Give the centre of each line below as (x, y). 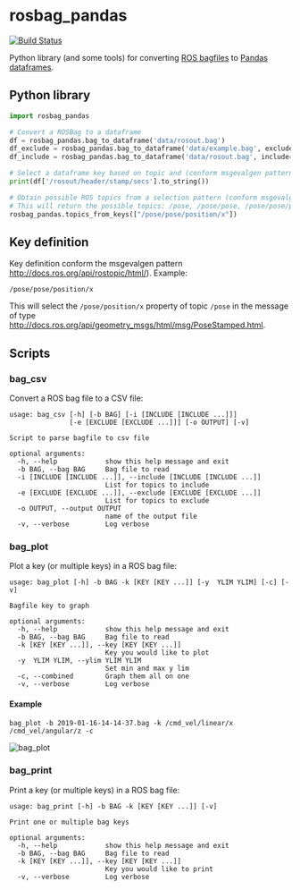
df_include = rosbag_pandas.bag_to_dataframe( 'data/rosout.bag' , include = (151, 157)
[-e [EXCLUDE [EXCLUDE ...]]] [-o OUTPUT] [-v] (159, 422)
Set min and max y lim (147, 669)
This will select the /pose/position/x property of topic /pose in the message (149, 306)
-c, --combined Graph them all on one (104, 676)
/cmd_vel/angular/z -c (51, 731)
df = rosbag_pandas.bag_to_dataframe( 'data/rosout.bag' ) (117, 140)
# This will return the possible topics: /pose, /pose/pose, (125, 206)
